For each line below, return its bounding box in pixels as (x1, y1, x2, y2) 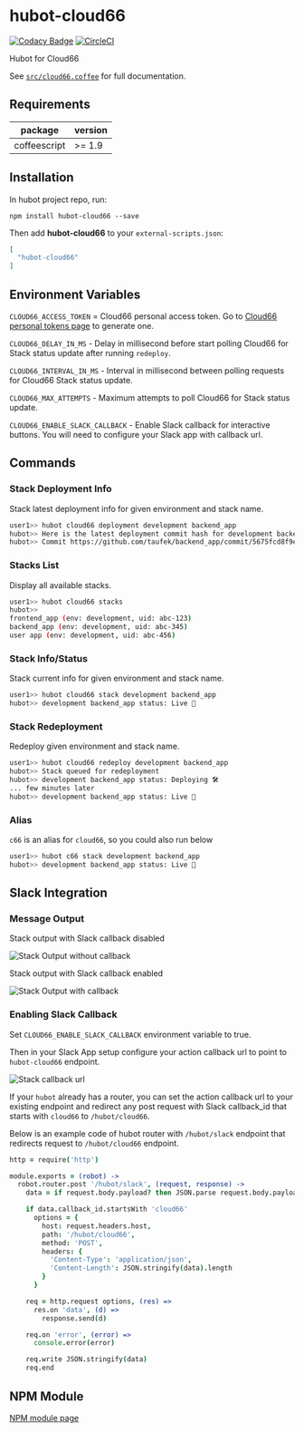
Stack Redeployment (9, 720, 103, 732)
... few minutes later (9, 783, 95, 793)
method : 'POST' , (42, 1238, 103, 1247)
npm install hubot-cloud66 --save (9, 211, 140, 220)
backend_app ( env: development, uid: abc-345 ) (9, 623, 188, 632)
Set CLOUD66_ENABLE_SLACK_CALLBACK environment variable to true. (9, 1029, 252, 1040)
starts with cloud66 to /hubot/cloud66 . (9, 1110, 150, 1121)
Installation (9, 169, 74, 186)
